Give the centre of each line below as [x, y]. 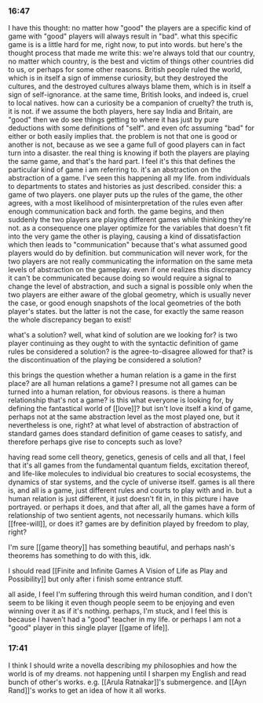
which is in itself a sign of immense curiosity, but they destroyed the [118, 78]
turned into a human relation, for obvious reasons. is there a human [117, 392]
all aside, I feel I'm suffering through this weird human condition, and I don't [130, 595]
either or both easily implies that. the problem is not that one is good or [123, 137]
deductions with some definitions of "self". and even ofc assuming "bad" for [131, 128]
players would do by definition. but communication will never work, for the [128, 253]
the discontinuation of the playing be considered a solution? [105, 360]
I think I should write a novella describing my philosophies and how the [122, 665]
